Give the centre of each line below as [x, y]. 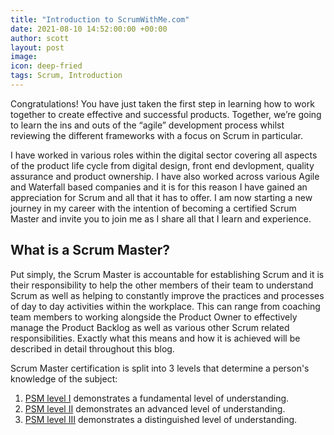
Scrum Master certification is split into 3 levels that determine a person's [160, 368]
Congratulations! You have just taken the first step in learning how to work [162, 103]
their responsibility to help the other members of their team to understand [162, 285]
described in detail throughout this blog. [92, 348]
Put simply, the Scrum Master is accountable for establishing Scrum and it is [167, 274]
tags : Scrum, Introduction [66, 76]
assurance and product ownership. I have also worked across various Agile [165, 176]
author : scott [40, 38]
